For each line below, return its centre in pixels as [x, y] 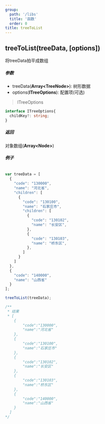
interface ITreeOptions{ [30, 111]
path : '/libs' [24, 14]
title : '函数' [23, 19]
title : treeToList [24, 28]
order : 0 [18, 23]
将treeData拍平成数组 [27, 60]
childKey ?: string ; [29, 116]
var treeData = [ [23, 174]
